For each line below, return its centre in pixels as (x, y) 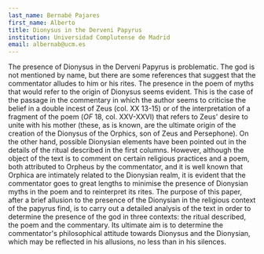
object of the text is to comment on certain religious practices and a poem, (129, 158)
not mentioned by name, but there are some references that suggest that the (132, 75)
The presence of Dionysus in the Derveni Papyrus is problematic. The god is (132, 67)
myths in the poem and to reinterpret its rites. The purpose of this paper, (125, 192)
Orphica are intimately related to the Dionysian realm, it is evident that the (127, 175)
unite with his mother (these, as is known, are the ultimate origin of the (122, 125)
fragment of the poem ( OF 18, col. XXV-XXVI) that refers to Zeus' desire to (128, 117)
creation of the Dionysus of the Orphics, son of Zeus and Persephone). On (128, 133)
